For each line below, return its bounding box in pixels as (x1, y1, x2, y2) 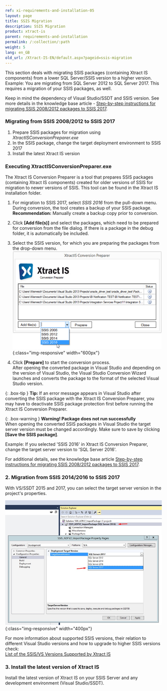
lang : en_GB (5, 50, 30, 55)
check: (5, 646, 19, 652)
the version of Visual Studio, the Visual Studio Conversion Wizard (12, 370, 147, 376)
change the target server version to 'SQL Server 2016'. (5, 447, 117, 453)
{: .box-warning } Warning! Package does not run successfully (5, 416, 136, 422)
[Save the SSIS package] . (5, 432, 59, 438)
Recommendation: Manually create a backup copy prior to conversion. (12, 210, 158, 216)
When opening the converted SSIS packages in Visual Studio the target (5, 421, 151, 427)
